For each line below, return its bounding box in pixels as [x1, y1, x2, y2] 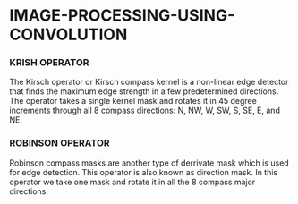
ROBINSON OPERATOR [9, 137, 110, 149]
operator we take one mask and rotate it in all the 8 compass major [9, 176, 256, 187]
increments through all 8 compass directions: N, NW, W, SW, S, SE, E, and [9, 105, 280, 116]
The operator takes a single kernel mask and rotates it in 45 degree [9, 96, 257, 106]
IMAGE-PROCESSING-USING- [9, 5, 235, 26]
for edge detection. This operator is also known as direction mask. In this [9, 166, 278, 177]
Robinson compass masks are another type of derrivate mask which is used [9, 157, 289, 168]
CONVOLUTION [9, 24, 128, 45]
